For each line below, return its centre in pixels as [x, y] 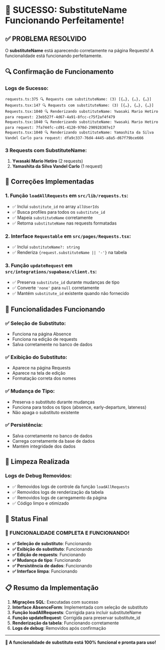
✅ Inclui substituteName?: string [46, 247]
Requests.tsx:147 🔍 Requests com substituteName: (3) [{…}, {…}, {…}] [79, 105]
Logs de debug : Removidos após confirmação [59, 628]
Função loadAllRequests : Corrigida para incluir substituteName [77, 613]
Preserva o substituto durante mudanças [53, 402]
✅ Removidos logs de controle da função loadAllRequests [71, 487]
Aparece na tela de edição [39, 373]
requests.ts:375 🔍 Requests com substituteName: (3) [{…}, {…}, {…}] [78, 99]
